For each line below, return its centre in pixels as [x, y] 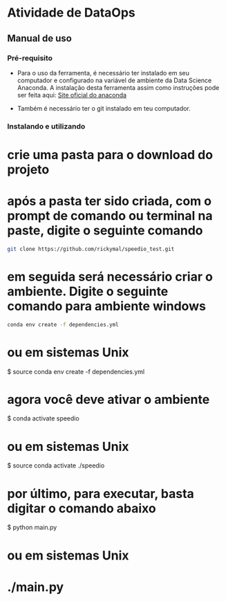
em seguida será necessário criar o [110, 276]
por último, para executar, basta [101, 493]
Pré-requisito [30, 58]
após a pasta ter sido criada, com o [110, 201]
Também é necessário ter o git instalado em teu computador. [104, 108]
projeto [28, 169]
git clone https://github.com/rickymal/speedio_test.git [91, 249]
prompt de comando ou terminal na [110, 216]
